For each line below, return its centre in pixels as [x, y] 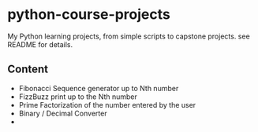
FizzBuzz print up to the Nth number [78, 97]
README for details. [40, 44]
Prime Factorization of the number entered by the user [107, 104]
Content [28, 70]
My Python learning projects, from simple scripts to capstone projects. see [129, 36]
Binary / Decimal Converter [63, 113]
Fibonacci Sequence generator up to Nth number [99, 88]
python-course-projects [89, 15]
